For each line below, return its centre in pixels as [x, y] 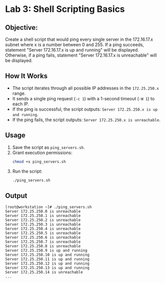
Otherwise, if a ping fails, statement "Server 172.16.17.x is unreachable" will [81, 55]
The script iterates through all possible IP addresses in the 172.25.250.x [86, 88]
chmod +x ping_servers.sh [39, 162]
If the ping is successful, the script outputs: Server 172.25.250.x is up [85, 109]
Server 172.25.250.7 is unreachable [43, 242]
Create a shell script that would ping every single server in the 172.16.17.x [79, 39]
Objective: [22, 28]
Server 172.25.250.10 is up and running [48, 255]
